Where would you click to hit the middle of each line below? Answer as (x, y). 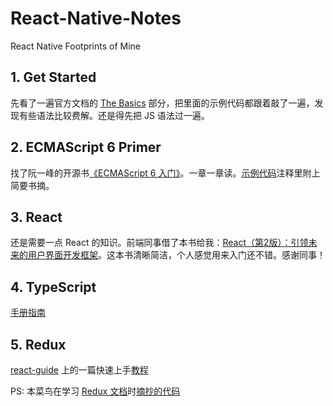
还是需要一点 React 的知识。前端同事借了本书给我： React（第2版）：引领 (159, 243)
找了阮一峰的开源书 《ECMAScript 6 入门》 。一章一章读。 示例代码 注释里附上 (165, 173)
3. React (36, 217)
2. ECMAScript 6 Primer (86, 147)
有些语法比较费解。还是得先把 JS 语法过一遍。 (114, 115)
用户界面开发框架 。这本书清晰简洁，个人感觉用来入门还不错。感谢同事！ (176, 255)
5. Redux (38, 344)
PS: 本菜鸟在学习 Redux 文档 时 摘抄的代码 (95, 391)
